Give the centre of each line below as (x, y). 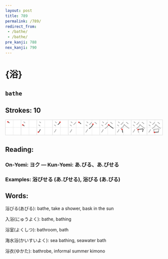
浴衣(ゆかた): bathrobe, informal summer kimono (55, 251)
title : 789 (16, 16)
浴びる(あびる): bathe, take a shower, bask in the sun (59, 208)
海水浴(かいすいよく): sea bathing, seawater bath (56, 240)
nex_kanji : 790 (21, 48)
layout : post (19, 11)
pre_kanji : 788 (21, 43)
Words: (17, 196)
